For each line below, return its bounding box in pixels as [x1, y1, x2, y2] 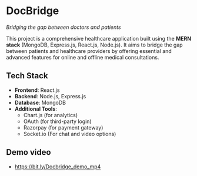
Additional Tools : [14, 105, 57, 112]
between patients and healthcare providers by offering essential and [6, 47, 172, 54]
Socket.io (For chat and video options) [23, 130, 116, 137]
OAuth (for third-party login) [23, 118, 92, 125]
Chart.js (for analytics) [23, 111, 78, 118]
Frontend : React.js [14, 87, 60, 94]
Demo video [6, 147, 51, 157]
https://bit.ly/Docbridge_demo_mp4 [14, 163, 101, 170]
